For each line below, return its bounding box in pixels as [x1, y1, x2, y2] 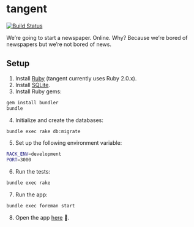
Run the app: [15, 191, 48, 198]
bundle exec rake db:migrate [6, 128, 81, 134]
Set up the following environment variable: [15, 139, 122, 147]
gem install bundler [6, 99, 59, 106]
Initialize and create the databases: [15, 116, 104, 124]
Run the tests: [15, 168, 51, 175]
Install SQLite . [15, 81, 51, 88]
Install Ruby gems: [15, 88, 62, 95]
